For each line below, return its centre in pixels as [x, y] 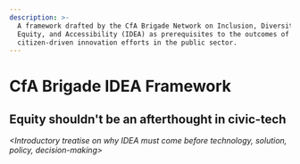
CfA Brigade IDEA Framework [121, 86]
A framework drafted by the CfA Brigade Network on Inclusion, [137, 26]
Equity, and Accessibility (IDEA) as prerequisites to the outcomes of [154, 34]
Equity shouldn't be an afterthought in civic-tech [148, 119]
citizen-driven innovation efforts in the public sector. [128, 42]
